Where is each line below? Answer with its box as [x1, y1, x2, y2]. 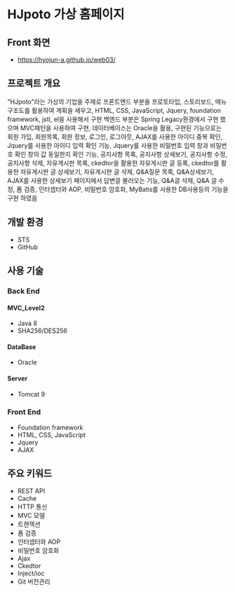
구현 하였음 [7, 193, 38, 202]
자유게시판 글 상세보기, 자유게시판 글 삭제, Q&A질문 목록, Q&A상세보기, [20, 167, 214, 176]
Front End [7, 407, 41, 417]
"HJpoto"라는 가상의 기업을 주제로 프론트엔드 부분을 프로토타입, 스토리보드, [7, 97, 214, 106]
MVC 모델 [17, 511, 46, 519]
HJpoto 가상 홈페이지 [7, 6, 125, 22]
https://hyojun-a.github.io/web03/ [17, 55, 116, 64]
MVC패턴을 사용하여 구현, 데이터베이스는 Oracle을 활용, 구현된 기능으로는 [20, 123, 222, 132]
